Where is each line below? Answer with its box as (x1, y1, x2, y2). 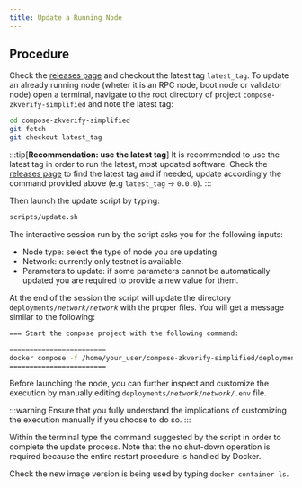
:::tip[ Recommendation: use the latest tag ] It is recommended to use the (9, 149, 280, 160)
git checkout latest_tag (9, 133, 102, 142)
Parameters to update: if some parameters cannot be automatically (22, 265, 271, 276)
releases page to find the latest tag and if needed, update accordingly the (9, 168, 282, 180)
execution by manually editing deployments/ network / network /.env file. (9, 387, 267, 398)
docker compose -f (9, 353, 78, 362)
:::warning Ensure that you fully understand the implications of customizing (9, 405, 288, 416)
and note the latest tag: (87, 99, 173, 110)
